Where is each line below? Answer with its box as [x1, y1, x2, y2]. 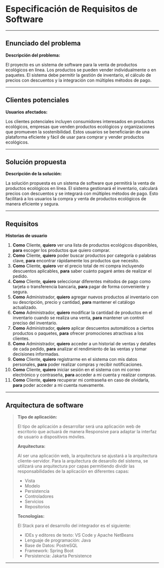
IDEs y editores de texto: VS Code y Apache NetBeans [24, 532, 134, 538]
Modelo [24, 483, 40, 489]
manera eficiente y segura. [5, 201, 60, 207]
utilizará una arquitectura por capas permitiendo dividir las [17, 463, 135, 469]
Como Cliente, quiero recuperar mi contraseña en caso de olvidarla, [12, 377, 150, 383]
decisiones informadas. [12, 351, 60, 357]
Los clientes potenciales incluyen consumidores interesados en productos [5, 118, 154, 124]
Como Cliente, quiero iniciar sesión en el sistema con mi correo [12, 367, 141, 373]
